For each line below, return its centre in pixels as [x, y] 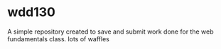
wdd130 [31, 12]
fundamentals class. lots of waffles [59, 38]
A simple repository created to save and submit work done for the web [110, 31]
